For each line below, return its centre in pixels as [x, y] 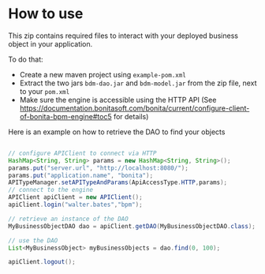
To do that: [26, 59]
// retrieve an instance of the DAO [68, 219]
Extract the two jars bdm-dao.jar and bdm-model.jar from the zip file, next [138, 83]
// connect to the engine [50, 190]
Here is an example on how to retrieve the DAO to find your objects [117, 132]
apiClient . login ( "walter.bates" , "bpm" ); [76, 205]
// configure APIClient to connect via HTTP [82, 153]
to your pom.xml [45, 91]
